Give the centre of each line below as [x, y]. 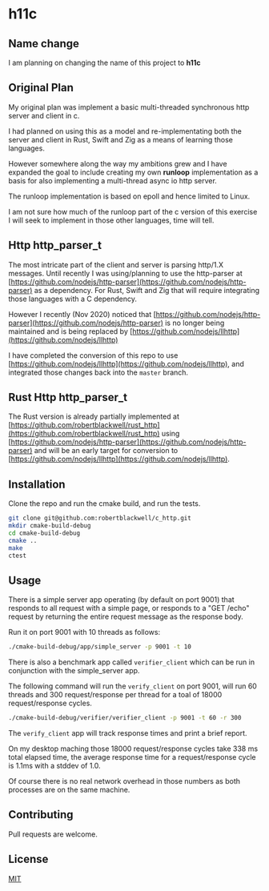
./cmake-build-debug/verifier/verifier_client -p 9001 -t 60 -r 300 [125, 718]
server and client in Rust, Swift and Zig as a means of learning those [121, 139]
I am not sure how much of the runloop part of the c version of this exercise [133, 211]
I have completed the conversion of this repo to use [93, 355]
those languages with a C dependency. [73, 299]
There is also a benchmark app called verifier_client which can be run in [131, 662]
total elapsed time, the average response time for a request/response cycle [132, 757]
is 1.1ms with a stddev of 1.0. [55, 766]
